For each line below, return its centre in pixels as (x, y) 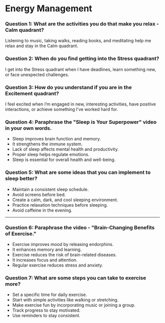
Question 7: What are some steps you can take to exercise (76, 278)
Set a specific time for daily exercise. (50, 295)
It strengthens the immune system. (47, 144)
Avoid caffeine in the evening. (42, 210)
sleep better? (21, 179)
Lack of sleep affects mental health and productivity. (65, 149)
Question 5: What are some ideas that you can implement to (78, 172)
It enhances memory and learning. (47, 249)
